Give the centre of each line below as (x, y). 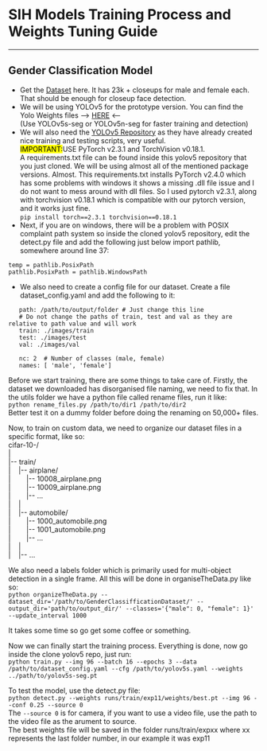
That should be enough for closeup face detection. (103, 98)
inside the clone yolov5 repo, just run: (70, 654)
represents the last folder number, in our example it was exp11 (109, 738)
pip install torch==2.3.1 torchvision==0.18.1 (98, 217)
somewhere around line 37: (64, 250)
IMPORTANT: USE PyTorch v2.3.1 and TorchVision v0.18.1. (112, 149)
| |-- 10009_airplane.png (55, 487)
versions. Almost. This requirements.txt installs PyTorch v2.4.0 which (133, 174)
